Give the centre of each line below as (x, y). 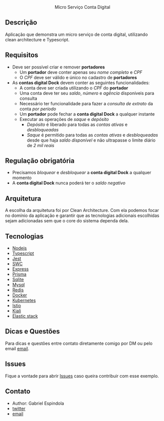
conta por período (38, 109)
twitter (19, 408)
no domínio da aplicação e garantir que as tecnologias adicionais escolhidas (82, 215)
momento (22, 178)
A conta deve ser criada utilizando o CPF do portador (74, 88)
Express (20, 269)
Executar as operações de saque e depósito (64, 119)
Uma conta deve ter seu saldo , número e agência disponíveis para (87, 93)
